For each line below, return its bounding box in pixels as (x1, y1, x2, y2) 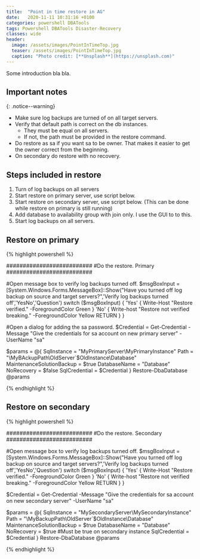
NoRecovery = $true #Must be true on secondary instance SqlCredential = (6, 527, 190, 535)
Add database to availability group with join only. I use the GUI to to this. (14, 211, 192, 218)
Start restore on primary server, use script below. (14, 192, 136, 199)
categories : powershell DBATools (6, 20, 90, 26)
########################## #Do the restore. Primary (6, 262, 155, 270)
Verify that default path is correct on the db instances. (14, 121, 148, 128)
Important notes (6, 87, 67, 97)
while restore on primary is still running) (14, 204, 113, 212)
